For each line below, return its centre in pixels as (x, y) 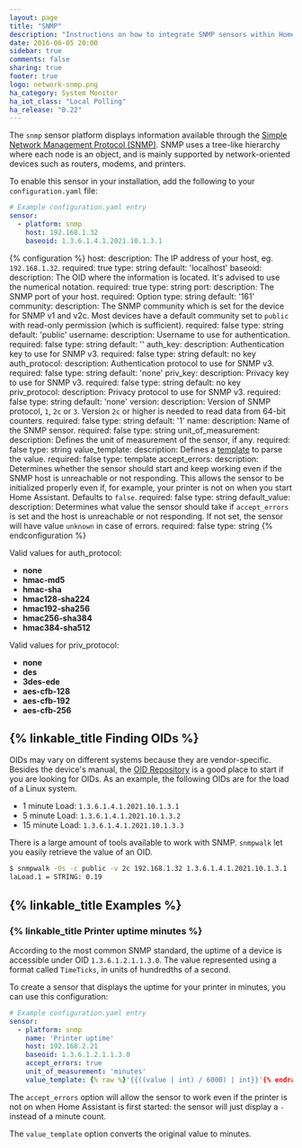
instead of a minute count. (58, 1116)
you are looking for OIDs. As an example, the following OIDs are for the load (149, 779)
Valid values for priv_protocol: (64, 645)
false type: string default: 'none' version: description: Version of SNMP (140, 401)
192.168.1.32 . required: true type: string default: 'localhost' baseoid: (136, 267)
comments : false (40, 59)
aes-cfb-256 (47, 710)
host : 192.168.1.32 (62, 232)
